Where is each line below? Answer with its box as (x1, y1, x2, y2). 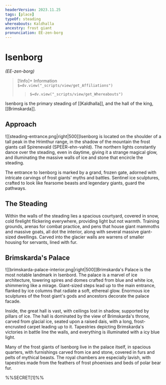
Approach (5, 120, 37, 129)
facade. (5, 299, 21, 305)
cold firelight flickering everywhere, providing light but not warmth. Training (5, 218, 160, 224)
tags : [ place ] (5, 12, 35, 17)
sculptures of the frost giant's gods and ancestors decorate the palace (5, 293, 150, 299)
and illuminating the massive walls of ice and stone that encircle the (5, 154, 143, 160)
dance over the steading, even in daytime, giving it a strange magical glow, (5, 149, 158, 155)
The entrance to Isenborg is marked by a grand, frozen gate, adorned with (5, 169, 157, 175)
